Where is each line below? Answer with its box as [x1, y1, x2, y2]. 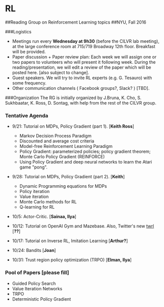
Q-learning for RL [19, 204, 55, 210]
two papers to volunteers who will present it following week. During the [12, 59, 156, 65]
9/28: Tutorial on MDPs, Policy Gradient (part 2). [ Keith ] [12, 174, 125, 180]
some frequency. [12, 80, 47, 86]
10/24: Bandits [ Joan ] [12, 248, 56, 253]
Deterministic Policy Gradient [12, 296, 71, 302]
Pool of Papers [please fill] [5, 269, 70, 276]
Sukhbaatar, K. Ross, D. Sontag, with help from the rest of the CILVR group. [5, 100, 157, 106]
